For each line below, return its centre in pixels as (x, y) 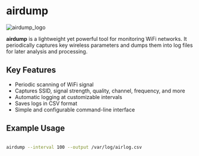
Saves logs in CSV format (46, 103)
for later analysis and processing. (47, 51)
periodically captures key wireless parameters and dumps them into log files (99, 45)
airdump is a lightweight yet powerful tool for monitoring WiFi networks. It (97, 39)
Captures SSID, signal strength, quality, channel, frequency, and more (100, 91)
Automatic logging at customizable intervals (69, 97)
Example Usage (36, 128)
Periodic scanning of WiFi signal (54, 84)
